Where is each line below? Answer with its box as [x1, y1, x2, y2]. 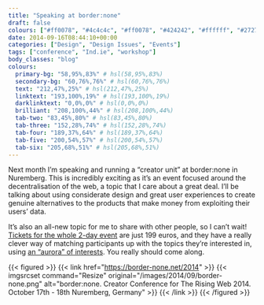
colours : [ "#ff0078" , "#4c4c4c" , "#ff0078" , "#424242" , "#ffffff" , [8, 26, 234, 34]
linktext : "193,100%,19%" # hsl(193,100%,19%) [15, 92, 170, 100]
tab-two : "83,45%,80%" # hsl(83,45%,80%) [15, 114, 153, 122]
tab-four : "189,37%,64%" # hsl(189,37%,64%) [15, 128, 163, 136]
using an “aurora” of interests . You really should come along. [8, 247, 205, 257]
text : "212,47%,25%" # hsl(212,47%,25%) [15, 84, 149, 93]
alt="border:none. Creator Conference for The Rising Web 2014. [44, 279, 251, 288]
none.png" [8, 279, 43, 288]
